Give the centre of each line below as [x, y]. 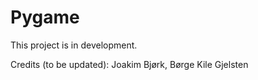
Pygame [45, 17]
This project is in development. [74, 45]
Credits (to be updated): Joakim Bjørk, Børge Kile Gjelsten [129, 64]
